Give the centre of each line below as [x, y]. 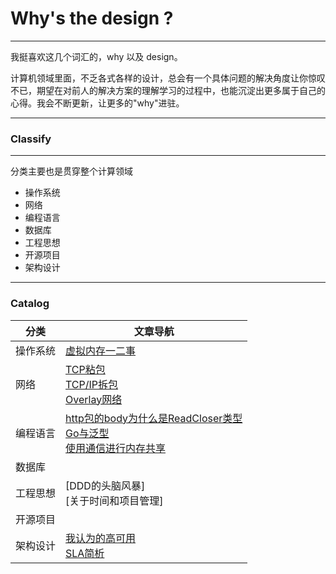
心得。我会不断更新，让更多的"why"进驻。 [97, 103]
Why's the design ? [92, 18]
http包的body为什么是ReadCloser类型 [154, 418]
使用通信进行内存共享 [116, 448]
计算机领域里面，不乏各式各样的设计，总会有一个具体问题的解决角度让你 [159, 78]
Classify [31, 139]
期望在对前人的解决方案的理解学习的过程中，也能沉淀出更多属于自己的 [181, 90]
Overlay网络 [94, 399]
